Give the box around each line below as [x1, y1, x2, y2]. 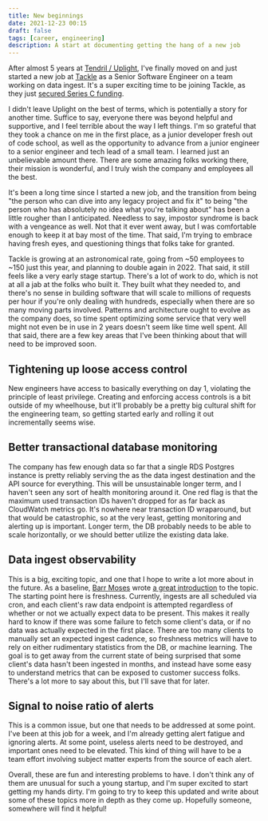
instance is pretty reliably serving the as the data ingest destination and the [8, 470, 256, 480]
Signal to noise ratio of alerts [8, 699, 154, 712]
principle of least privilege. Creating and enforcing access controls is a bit [8, 392, 251, 401]
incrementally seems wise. [8, 417, 96, 427]
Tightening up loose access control [8, 362, 187, 376]
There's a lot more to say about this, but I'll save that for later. [8, 676, 210, 686]
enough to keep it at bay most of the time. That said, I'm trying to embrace [8, 230, 253, 240]
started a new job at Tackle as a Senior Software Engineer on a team [8, 72, 234, 82]
